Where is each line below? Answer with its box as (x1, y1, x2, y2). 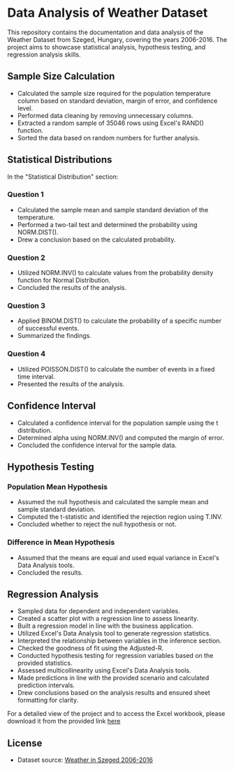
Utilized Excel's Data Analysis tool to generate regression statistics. (17, 629, 212, 638)
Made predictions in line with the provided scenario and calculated (17, 674, 210, 682)
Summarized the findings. (17, 332, 92, 340)
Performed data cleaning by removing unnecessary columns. (17, 111, 193, 119)
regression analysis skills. (7, 50, 81, 59)
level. (17, 103, 34, 112)
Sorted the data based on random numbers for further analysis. (17, 133, 200, 142)
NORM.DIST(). (17, 228, 59, 236)
